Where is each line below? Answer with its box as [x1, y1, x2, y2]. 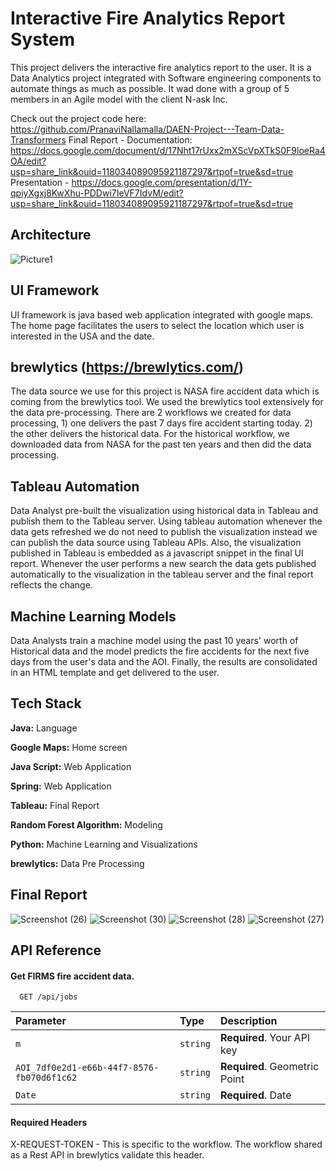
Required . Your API [220, 1031, 311, 1045]
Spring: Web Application [10, 780, 112, 792]
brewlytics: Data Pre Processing [10, 857, 145, 869]
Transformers [10, 133, 67, 146]
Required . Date [220, 1088, 292, 1102]
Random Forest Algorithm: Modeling [10, 818, 163, 831]
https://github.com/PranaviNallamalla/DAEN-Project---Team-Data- [10, 123, 285, 135]
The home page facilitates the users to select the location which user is [10, 319, 305, 331]
